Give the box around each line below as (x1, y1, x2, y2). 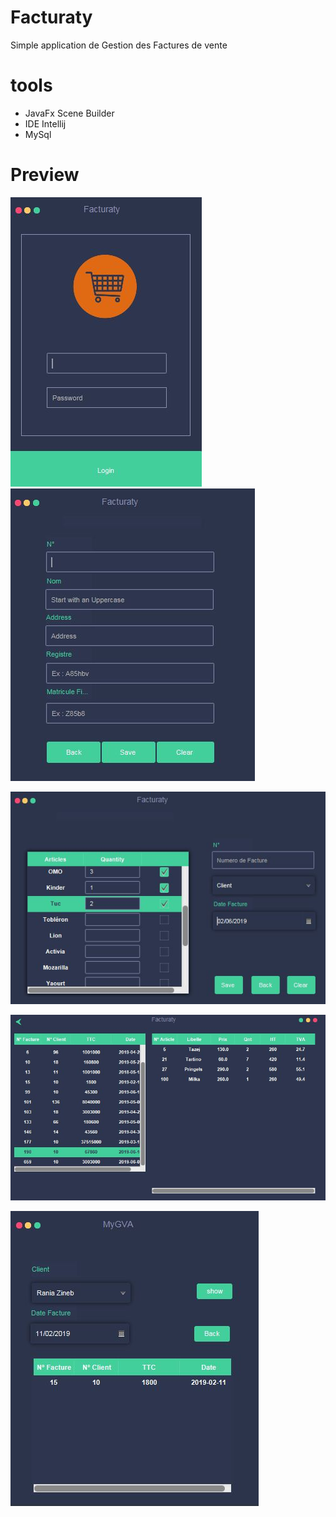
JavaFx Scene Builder (24, 107, 115, 119)
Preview (10, 164, 80, 186)
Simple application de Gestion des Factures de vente (10, 39, 228, 51)
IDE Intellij (24, 117, 67, 130)
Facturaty (10, 6, 93, 29)
